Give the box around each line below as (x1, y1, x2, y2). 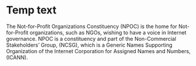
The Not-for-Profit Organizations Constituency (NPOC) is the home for (6, 23, 178, 30)
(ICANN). (6, 54, 28, 61)
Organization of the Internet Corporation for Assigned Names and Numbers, (6, 47, 191, 54)
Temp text (6, 4, 57, 17)
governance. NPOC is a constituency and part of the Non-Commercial (6, 35, 177, 42)
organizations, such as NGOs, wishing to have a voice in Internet (29, 29, 187, 36)
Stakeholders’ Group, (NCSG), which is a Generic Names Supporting (6, 41, 173, 48)
